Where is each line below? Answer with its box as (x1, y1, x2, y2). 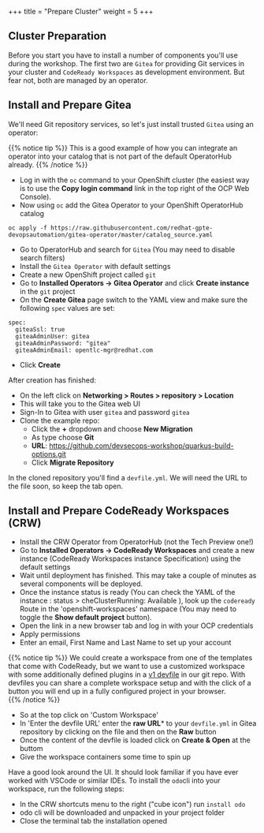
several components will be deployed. (19, 579, 143, 588)
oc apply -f (8, 224, 47, 232)
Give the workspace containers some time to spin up (19, 753, 191, 762)
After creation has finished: (8, 375, 97, 385)
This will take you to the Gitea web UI (19, 398, 140, 409)
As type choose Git (31, 432, 95, 442)
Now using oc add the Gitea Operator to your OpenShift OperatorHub (19, 200, 244, 210)
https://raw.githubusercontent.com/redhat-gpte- (50, 224, 214, 232)
